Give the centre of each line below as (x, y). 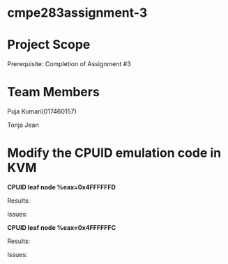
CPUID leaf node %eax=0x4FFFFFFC (62, 227)
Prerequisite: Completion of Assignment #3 (69, 64)
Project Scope (49, 45)
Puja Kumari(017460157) (42, 111)
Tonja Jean (23, 125)
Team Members (53, 92)
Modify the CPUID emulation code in (114, 153)
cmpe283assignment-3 (77, 13)
